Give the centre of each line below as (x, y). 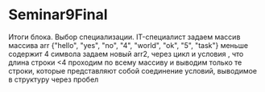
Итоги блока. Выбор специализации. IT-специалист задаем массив (124, 37)
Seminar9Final (58, 15)
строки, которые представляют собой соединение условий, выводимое (133, 70)
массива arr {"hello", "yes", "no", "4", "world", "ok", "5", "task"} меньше (128, 45)
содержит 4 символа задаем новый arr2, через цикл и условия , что (126, 54)
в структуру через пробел (54, 79)
